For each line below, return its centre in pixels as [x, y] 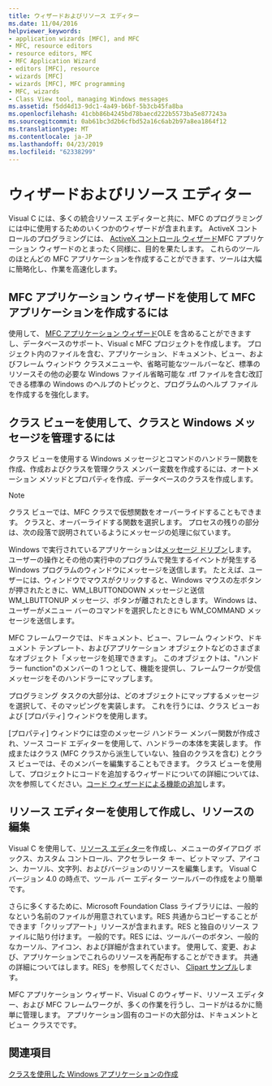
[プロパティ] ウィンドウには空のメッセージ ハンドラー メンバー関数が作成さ [135, 733]
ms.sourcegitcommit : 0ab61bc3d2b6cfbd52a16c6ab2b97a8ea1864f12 [118, 122]
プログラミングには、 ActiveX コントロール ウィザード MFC [135, 239]
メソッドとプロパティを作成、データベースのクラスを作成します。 [148, 479]
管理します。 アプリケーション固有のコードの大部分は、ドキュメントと [140, 1015]
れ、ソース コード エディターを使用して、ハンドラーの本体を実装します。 [130, 743]
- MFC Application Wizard [52, 62]
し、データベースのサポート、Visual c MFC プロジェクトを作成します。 [127, 344]
